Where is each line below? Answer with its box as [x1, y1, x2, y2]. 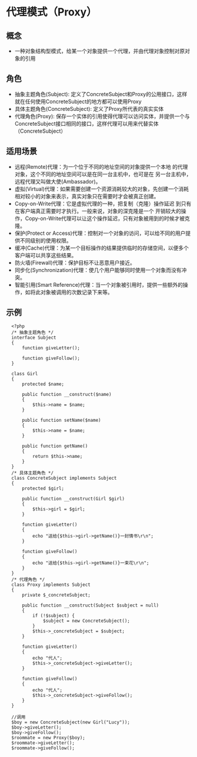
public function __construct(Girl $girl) [21, 496, 125, 502]
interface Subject [11, 335, 57, 341]
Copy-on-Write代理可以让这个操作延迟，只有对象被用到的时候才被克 [25, 215, 190, 222]
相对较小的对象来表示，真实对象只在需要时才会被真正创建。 [14, 192, 159, 199]
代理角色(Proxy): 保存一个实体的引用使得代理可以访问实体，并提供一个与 [14, 113, 190, 120]
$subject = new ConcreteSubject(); [43, 618, 131, 624]
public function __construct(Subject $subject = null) [21, 602, 159, 608]
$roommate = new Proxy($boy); [11, 735, 85, 741]
